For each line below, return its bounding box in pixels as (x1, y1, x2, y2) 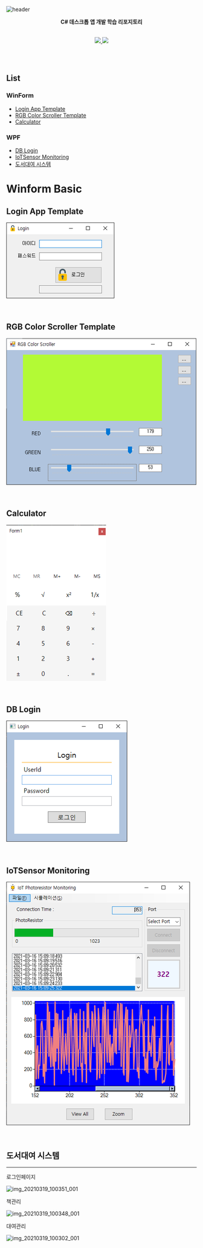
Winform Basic (6, 182, 83, 196)
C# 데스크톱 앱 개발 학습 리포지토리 (60, 18, 143, 25)
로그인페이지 (6, 1174, 36, 1181)
